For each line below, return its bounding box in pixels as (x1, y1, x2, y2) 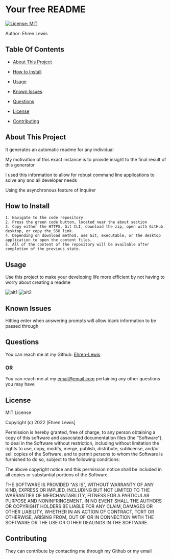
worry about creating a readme (5, 279, 70, 285)
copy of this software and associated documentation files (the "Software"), (5, 434, 163, 441)
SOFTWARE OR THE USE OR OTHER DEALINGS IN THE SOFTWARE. (5, 519, 149, 525)
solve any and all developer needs (5, 177, 78, 183)
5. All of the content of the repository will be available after (5, 242, 150, 247)
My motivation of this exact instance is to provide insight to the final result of (5, 156, 166, 162)
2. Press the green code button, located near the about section (5, 220, 147, 225)
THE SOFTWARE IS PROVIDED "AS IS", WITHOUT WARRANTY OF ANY (5, 481, 154, 488)
